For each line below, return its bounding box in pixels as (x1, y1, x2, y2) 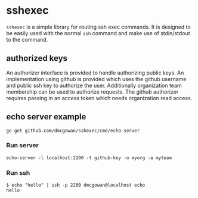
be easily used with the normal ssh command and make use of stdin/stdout (6, 29, 190, 36)
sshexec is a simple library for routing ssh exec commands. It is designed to (6, 23, 191, 30)
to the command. (6, 36, 48, 43)
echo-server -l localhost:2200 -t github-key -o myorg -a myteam (6, 154, 172, 161)
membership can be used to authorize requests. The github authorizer (6, 88, 179, 95)
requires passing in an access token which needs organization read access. (6, 94, 193, 101)
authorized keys (6, 53, 67, 63)
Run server (6, 141, 39, 150)
